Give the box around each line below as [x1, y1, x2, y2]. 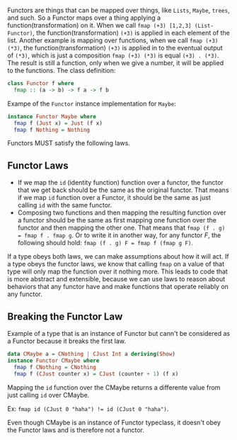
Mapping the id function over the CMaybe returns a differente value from [7, 383, 221, 392]
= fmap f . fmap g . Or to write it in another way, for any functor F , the [17, 231, 221, 239]
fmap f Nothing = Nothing [13, 126, 91, 133]
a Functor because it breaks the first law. [7, 337, 126, 345]
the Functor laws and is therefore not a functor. [7, 425, 145, 434]
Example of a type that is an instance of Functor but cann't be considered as [7, 329, 231, 337]
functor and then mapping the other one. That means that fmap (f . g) [17, 223, 226, 232]
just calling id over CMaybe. [7, 390, 90, 399]
